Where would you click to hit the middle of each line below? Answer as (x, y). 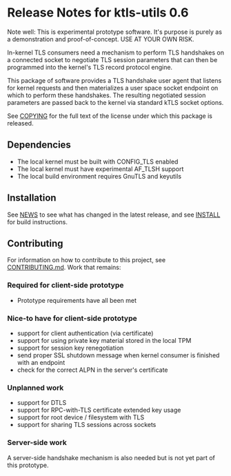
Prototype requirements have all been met (77, 300)
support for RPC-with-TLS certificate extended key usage (99, 410)
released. (20, 123)
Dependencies (39, 145)
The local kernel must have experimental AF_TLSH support (100, 169)
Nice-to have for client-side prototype (72, 318)
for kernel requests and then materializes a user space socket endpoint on (113, 88)
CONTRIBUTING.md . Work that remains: (64, 268)
